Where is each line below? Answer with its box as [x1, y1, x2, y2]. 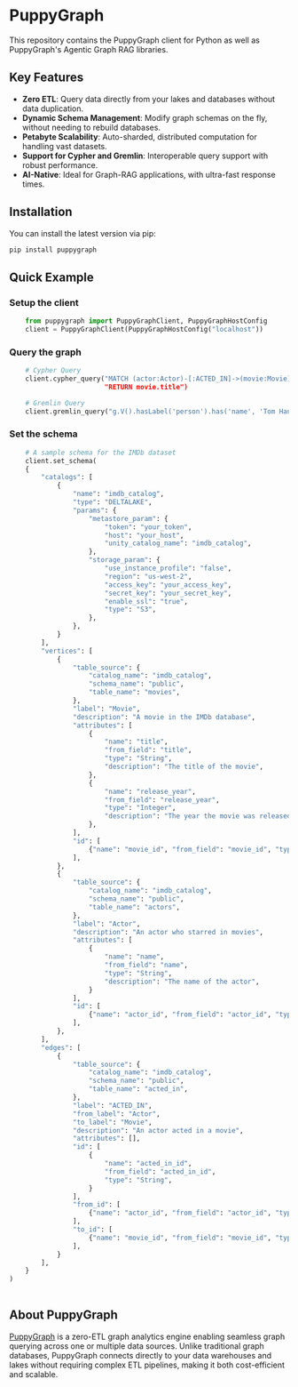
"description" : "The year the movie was [104, 812, 255, 821]
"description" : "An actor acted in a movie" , [72, 1126, 244, 1134]
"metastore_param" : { [88, 514, 169, 523]
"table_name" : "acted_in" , [88, 1085, 189, 1094]
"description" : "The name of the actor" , [104, 977, 260, 986]
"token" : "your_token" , [104, 522, 192, 532]
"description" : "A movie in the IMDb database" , [72, 712, 255, 721]
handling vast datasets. [21, 140, 108, 151]
